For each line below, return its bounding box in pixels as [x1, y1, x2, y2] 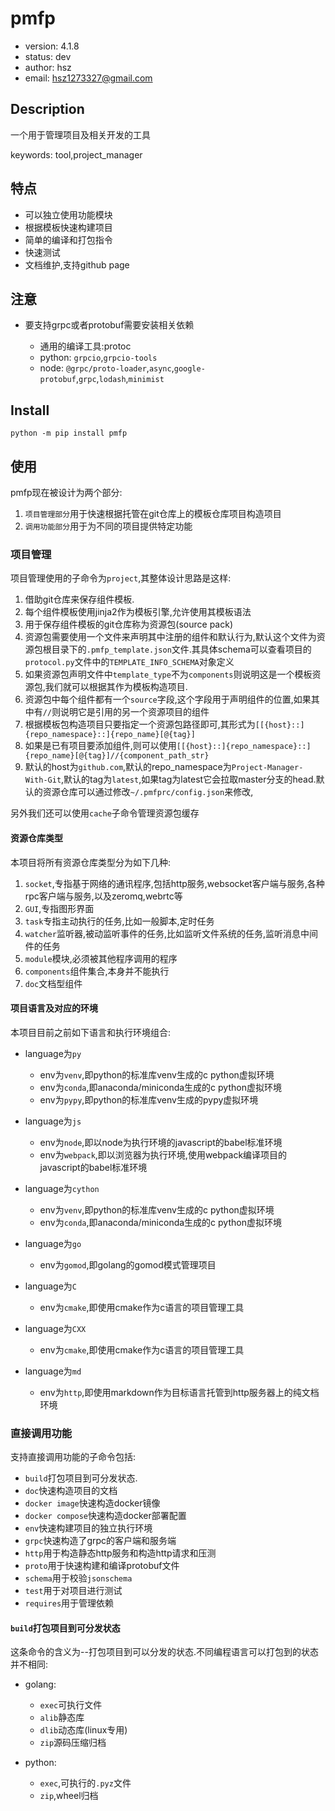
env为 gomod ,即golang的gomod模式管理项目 [39, 1258, 217, 1271]
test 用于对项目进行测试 [24, 1585, 123, 1596]
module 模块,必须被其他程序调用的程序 [24, 952, 178, 964]
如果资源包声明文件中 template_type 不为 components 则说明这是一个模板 [24, 668, 313, 681]
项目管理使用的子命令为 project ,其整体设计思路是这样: [10, 572, 232, 584]
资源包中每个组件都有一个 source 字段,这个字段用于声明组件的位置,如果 [24, 693, 312, 706]
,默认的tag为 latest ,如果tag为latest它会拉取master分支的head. [61, 773, 317, 786]
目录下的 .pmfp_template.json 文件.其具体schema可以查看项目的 [51, 643, 312, 656]
